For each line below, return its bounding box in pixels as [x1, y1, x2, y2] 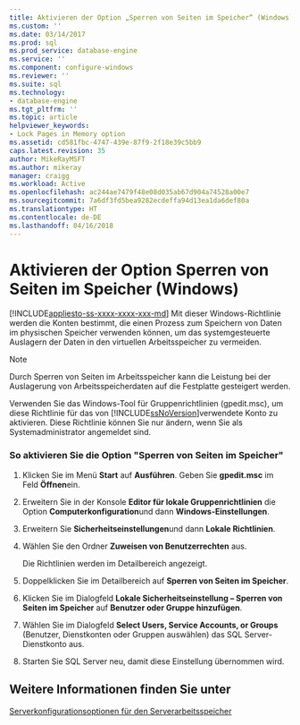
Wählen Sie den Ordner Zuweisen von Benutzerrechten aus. [21, 541, 247, 551]
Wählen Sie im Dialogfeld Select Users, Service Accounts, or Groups [21, 619, 279, 630]
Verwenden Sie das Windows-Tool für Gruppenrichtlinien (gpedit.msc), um [9, 398, 284, 409]
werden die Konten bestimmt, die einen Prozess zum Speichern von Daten [9, 318, 283, 328]
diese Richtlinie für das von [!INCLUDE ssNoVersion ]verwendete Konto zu [9, 408, 279, 419]
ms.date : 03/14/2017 [9, 30, 87, 38]
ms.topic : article [9, 113, 78, 122]
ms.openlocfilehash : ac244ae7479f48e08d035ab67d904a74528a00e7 [9, 188, 250, 197]
